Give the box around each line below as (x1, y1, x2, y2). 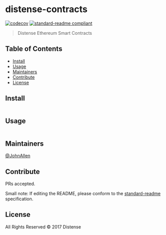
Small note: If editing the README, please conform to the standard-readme (5, 191, 161, 196)
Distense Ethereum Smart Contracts (17, 30, 92, 36)
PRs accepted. (5, 181, 36, 187)
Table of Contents (5, 44, 63, 53)
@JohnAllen (5, 153, 31, 159)
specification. (5, 196, 34, 202)
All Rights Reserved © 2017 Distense (5, 223, 81, 230)
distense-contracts (5, 4, 88, 15)
